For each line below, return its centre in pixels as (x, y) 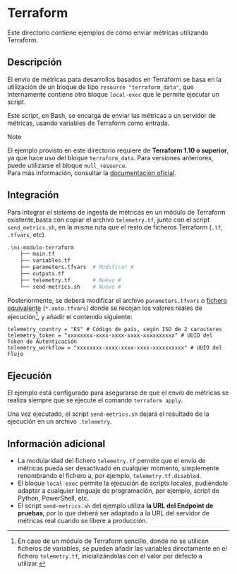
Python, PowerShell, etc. (53, 498)
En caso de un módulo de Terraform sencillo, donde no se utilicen (113, 541)
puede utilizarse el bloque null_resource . (67, 165)
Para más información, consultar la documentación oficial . (92, 173)
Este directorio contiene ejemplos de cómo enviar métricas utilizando (108, 32)
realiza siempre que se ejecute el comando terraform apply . (95, 400)
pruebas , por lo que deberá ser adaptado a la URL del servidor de (114, 513)
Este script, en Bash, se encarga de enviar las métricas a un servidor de (112, 115)
